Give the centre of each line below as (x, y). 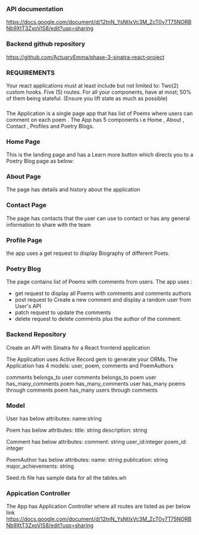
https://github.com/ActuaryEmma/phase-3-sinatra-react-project (85, 57)
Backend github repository (46, 44)
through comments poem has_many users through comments (82, 390)
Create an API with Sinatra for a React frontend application (78, 347)
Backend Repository (36, 335)
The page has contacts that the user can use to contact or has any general (98, 218)
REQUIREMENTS (30, 73)
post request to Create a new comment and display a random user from (103, 300)
